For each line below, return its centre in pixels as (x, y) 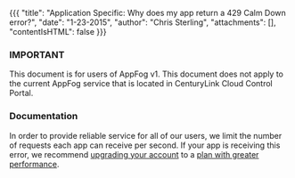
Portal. (21, 93)
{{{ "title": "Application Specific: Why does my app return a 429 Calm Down (148, 13)
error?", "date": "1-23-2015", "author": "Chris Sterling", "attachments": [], (143, 22)
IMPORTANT (37, 54)
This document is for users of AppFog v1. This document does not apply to (146, 74)
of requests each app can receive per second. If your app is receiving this (145, 145)
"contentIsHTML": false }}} (58, 32)
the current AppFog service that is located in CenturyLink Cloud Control (141, 84)
